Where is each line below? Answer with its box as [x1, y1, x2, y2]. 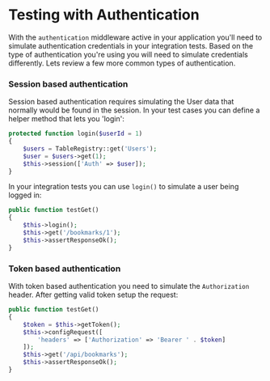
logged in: [8, 190, 42, 200]
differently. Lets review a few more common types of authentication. [8, 58, 236, 68]
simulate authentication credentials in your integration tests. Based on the [8, 40, 253, 50]
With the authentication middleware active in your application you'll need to [8, 32, 263, 42]
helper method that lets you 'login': [8, 114, 125, 124]
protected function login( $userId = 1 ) [8, 129, 143, 138]
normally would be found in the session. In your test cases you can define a [8, 105, 260, 115]
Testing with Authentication [8, 6, 200, 24]
